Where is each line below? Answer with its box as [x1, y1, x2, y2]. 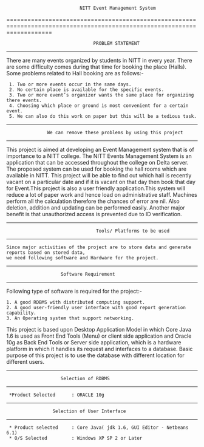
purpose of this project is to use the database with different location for [6, 352, 185, 359]
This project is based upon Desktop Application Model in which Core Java [6, 326, 191, 333]
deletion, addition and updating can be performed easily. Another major [6, 204, 185, 211]
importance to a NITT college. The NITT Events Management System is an [6, 152, 192, 160]
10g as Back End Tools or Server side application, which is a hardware [6, 339, 182, 346]
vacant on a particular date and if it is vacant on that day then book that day [6, 179, 196, 185]
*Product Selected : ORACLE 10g [8, 392, 104, 398]
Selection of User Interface [52, 408, 126, 414]
